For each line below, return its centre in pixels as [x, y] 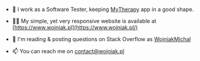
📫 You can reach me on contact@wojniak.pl [68, 51]
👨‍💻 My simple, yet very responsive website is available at [84, 21]
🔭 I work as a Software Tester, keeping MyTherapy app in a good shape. [103, 9]
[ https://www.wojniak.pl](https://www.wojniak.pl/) [75, 27]
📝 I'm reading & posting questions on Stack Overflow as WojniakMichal [102, 39]
